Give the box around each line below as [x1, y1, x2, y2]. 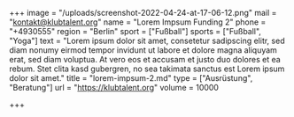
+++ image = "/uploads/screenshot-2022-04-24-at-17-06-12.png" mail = [9, 8, 277, 18]
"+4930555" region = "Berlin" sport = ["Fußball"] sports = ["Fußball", [9, 26, 261, 36]
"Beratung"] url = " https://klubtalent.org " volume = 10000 [9, 83, 220, 92]
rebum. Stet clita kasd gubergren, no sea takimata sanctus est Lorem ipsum [9, 63, 285, 74]
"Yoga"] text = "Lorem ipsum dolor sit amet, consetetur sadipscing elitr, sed [9, 35, 285, 46]
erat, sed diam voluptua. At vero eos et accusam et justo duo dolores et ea [9, 55, 281, 64]
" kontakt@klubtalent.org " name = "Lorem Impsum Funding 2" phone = [9, 17, 267, 27]
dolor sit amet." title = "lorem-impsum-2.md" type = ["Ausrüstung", [9, 73, 253, 83]
